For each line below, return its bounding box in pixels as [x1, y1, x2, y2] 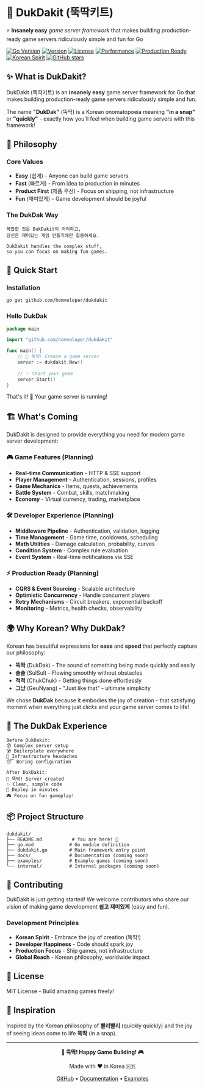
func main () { [6, 348, 43, 354]
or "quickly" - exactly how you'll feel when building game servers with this [6, 114, 195, 122]
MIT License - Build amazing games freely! [6, 987, 114, 995]
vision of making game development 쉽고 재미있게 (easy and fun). [6, 903, 170, 910]
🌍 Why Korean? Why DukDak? [6, 623, 126, 634]
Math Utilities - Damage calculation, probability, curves [15, 540, 155, 547]
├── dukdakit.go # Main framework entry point [6, 847, 146, 853]
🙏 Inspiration [6, 1005, 56, 1015]
